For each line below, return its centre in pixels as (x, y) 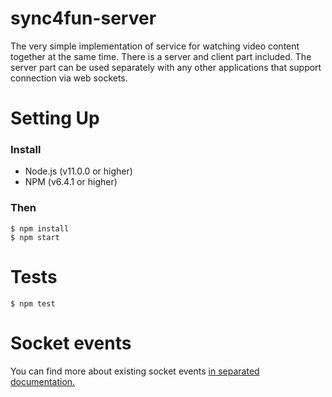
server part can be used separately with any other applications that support (166, 67)
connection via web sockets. (69, 78)
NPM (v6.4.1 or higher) (71, 182)
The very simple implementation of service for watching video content (155, 46)
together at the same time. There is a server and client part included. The (161, 56)
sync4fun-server (83, 18)
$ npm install (40, 228)
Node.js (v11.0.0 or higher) (78, 171)
